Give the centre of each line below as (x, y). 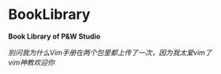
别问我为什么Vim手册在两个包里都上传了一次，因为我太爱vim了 (110, 52)
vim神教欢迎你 (32, 62)
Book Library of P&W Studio (54, 36)
